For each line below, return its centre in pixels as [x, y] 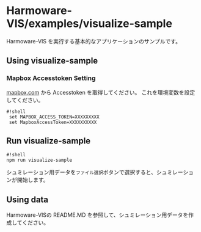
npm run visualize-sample [39, 160]
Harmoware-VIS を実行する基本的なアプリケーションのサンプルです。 [94, 41]
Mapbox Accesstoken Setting [51, 78]
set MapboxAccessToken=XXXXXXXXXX [53, 122]
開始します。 [33, 180]
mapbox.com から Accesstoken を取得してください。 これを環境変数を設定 [101, 92]
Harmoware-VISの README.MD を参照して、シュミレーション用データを [97, 215]
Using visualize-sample [52, 61]
